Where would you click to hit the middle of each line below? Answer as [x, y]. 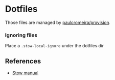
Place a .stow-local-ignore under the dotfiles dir [55, 46]
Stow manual [25, 73]
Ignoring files [21, 35]
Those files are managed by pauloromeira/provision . [58, 22]
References [23, 61]
